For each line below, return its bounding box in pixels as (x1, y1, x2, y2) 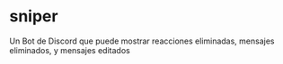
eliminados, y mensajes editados (9, 44, 130, 55)
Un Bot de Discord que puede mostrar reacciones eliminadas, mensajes (9, 36, 275, 46)
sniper (9, 6, 58, 27)
